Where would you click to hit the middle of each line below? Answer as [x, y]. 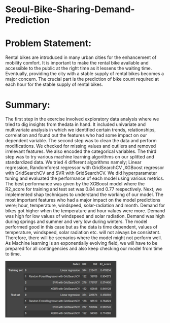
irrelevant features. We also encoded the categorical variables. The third [81, 151]
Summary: [28, 105]
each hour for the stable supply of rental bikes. [54, 84]
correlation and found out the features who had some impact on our [76, 135]
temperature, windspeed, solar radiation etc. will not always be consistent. [83, 233]
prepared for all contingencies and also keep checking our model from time [84, 249]
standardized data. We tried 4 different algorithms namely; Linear [73, 162]
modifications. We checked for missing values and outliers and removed [81, 146]
